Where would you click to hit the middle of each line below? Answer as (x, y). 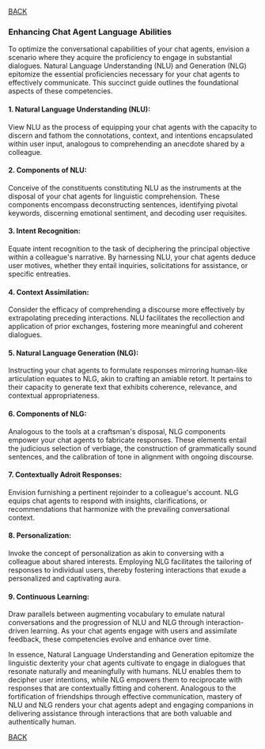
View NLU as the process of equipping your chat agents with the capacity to (132, 127)
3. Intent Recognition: (44, 231)
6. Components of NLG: (47, 414)
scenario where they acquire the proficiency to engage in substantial (120, 58)
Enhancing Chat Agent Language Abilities (90, 32)
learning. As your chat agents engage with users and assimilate (134, 631)
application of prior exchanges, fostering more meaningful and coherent (126, 327)
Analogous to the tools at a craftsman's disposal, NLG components (117, 431)
